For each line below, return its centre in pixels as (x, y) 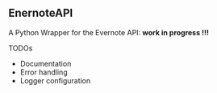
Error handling (44, 72)
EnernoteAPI (41, 13)
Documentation (46, 63)
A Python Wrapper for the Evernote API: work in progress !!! (109, 32)
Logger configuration (55, 80)
